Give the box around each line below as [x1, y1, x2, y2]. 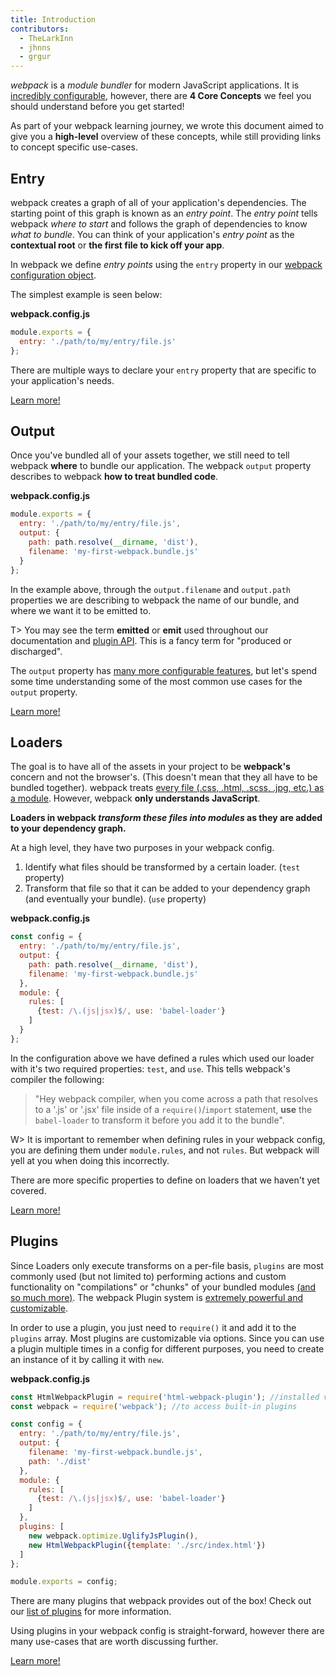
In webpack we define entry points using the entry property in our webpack [10, 258, 323, 270]
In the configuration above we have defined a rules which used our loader [10, 1052, 315, 1064]
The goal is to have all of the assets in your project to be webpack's [10, 761, 291, 773]
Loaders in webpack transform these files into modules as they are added [10, 812, 323, 824]
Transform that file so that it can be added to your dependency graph [24, 882, 311, 895]
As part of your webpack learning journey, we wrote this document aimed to [10, 120, 324, 132]
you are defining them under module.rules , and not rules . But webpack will [10, 1144, 320, 1156]
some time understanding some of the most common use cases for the [10, 675, 303, 687]
